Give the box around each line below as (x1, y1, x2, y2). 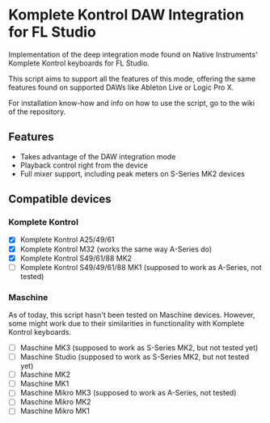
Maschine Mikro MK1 (19, 406, 91, 416)
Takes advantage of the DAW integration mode (19, 151, 176, 161)
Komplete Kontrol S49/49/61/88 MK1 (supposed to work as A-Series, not (19, 262, 263, 272)
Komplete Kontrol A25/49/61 (19, 235, 115, 244)
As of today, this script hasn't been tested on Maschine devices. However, (8, 310, 255, 319)
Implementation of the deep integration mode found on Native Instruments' (8, 49, 258, 59)
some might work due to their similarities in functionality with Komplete (8, 318, 245, 328)
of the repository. (8, 107, 66, 116)
